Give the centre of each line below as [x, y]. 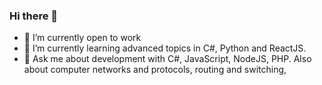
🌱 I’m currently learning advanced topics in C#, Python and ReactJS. [165, 48]
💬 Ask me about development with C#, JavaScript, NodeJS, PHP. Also [167, 59]
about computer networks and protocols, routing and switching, [155, 70]
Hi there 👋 [34, 16]
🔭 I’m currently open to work [82, 38]
